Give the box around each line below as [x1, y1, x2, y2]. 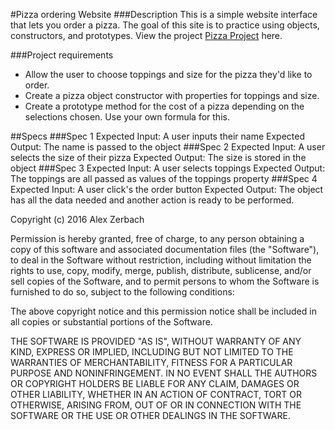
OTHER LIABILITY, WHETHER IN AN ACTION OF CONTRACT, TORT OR [10, 389, 302, 400]
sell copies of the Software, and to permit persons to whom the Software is [10, 275, 320, 287]
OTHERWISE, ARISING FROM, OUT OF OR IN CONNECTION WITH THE [10, 399, 302, 411]
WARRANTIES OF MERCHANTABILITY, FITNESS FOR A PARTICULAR [10, 357, 293, 368]
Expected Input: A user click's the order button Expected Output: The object [10, 184, 324, 195]
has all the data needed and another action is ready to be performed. [10, 194, 295, 206]
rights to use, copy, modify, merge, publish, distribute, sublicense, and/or [10, 265, 312, 276]
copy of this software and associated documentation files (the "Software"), [10, 244, 320, 255]
